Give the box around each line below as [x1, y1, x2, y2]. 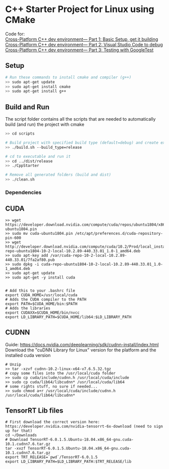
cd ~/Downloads [5, 433, 37, 438]
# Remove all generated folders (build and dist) [5, 172, 112, 177]
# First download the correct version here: [5, 420, 100, 425]
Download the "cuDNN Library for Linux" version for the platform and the [5, 347, 156, 353]
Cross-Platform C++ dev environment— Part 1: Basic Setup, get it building [5, 36, 158, 42]
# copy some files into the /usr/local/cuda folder [5, 370, 116, 376]
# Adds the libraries [5, 306, 51, 311]
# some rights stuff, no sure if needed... [5, 384, 98, 389]
